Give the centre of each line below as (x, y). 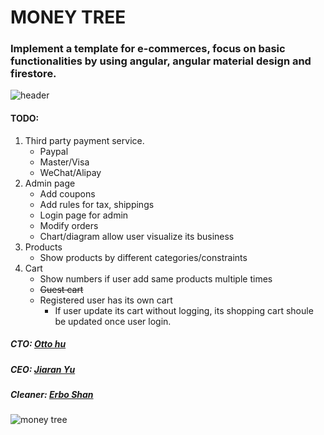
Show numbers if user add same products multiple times (156, 278)
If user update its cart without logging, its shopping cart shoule (184, 310)
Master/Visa (64, 162)
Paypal (54, 151)
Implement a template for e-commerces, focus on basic (148, 49)
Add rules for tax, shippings (97, 204)
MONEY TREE (68, 17)
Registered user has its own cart (106, 300)
